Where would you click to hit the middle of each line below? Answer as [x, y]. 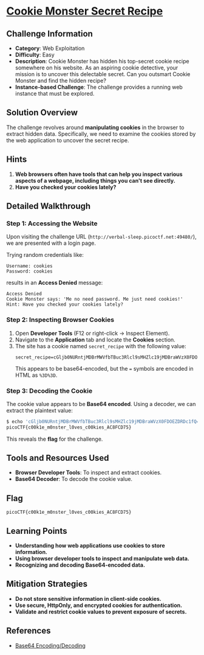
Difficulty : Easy [35, 55]
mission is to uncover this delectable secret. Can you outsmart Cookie [103, 74]
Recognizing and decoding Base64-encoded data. [80, 565]
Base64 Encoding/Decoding [50, 645]
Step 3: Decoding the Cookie [49, 391]
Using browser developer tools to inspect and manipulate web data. [102, 559]
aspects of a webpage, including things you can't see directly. [95, 180]
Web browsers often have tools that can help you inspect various [99, 174]
